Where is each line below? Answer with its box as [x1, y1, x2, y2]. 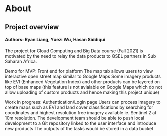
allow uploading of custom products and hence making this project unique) [5, 89, 160, 95]
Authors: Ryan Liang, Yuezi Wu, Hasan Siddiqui [5, 37, 106, 43]
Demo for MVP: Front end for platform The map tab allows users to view [5, 68, 153, 74]
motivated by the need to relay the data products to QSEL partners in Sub [5, 53, 156, 59]
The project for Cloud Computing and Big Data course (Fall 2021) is [5, 48, 143, 54]
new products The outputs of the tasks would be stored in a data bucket [5, 125, 154, 131]
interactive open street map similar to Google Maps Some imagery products [5, 73, 161, 79]
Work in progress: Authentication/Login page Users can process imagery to [5, 99, 161, 105]
